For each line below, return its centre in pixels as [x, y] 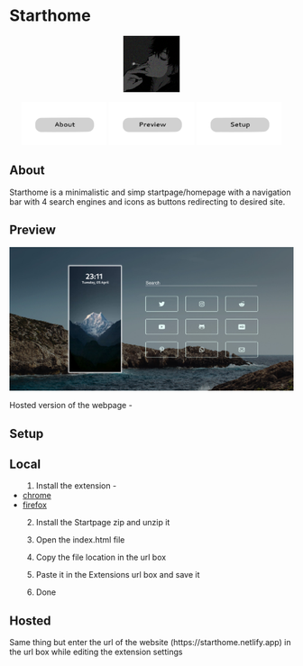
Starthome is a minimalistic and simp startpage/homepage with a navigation [150, 192]
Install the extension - [76, 486]
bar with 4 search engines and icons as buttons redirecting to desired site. [147, 201]
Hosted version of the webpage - [71, 406]
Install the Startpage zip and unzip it [103, 523]
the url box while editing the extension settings [96, 652]
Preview [33, 230]
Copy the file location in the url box [101, 557]
